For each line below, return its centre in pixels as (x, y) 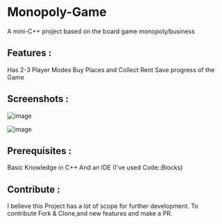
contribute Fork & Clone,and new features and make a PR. (90, 214)
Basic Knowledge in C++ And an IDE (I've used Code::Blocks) (95, 168)
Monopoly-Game (57, 12)
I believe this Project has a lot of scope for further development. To (103, 206)
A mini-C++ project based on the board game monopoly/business (101, 31)
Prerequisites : (39, 151)
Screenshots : (38, 99)
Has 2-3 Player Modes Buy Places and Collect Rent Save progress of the (111, 69)
